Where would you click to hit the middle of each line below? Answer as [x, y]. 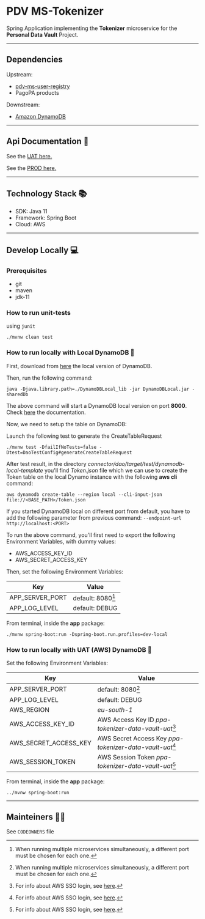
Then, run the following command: [49, 378]
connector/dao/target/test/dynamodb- [136, 463]
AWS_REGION [30, 709]
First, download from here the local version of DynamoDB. [79, 366]
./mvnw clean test [30, 338]
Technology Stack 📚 [47, 194]
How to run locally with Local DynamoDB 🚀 [70, 353]
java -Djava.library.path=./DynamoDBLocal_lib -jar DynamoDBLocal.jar [98, 389]
